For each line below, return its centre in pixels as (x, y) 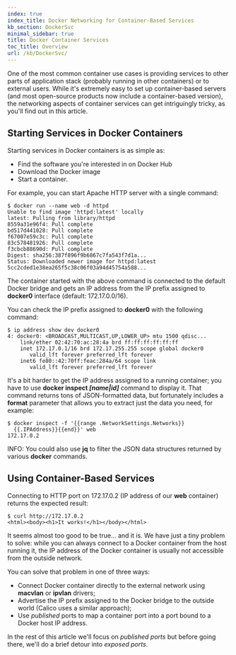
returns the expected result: (48, 503)
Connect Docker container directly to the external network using (111, 585)
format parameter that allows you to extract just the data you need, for (110, 402)
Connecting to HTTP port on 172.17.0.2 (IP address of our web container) (113, 495)
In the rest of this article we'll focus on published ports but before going (112, 637)
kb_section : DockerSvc (41, 27)
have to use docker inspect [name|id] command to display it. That (105, 388)
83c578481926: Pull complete (50, 243)
